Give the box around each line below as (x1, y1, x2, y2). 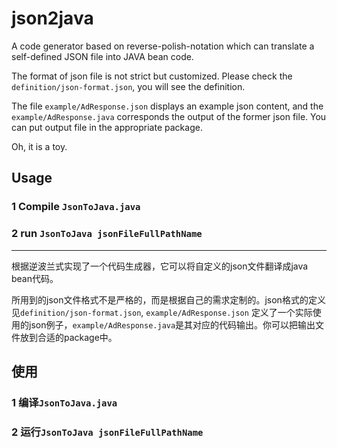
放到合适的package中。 (19, 331, 118, 343)
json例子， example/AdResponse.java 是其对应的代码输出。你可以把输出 (28, 318, 316, 331)
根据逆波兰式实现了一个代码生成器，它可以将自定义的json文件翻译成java (11, 260, 309, 272)
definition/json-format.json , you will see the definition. (11, 80, 246, 92)
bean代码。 (11, 272, 59, 284)
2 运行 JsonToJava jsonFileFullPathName (11, 425, 204, 439)
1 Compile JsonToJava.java (11, 200, 141, 214)
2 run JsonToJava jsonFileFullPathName (11, 227, 203, 241)
